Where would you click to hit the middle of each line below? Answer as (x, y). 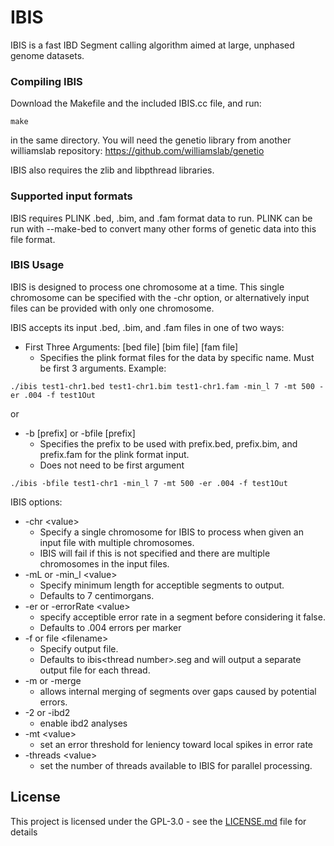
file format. (33, 239)
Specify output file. (79, 648)
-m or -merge (53, 680)
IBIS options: (36, 502)
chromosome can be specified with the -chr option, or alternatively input (160, 297)
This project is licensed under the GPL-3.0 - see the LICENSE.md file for (158, 821)
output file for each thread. (95, 670)
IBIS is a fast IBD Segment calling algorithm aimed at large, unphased (152, 45)
